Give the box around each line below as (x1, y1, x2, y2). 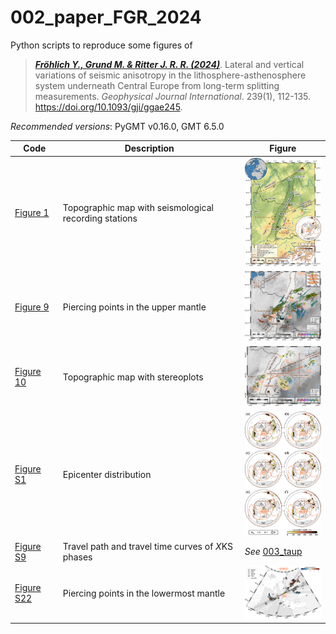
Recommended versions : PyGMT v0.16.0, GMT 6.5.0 (10, 120, 225, 132)
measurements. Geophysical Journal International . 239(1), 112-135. (34, 90, 312, 102)
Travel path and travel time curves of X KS (62, 540, 233, 552)
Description (124, 142, 175, 155)
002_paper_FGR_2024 (10, 6, 202, 29)
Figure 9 (14, 301, 50, 313)
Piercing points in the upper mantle (62, 301, 207, 313)
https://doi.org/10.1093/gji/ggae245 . (34, 101, 183, 113)
